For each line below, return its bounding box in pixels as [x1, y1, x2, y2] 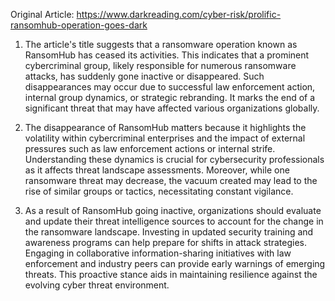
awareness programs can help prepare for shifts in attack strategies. [24, 237, 308, 248]
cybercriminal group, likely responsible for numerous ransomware [24, 60, 297, 71]
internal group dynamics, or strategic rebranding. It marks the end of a [24, 92, 316, 103]
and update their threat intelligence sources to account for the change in [24, 215, 324, 227]
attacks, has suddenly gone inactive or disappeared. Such [24, 70, 265, 82]
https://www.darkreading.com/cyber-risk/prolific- [76, 9, 282, 20]
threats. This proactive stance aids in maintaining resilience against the [24, 269, 318, 280]
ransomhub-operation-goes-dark [10, 19, 148, 31]
